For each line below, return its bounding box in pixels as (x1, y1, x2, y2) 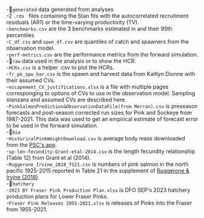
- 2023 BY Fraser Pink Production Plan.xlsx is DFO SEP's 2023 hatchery (6, 186, 191, 194)
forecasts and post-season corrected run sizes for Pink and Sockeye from (6, 109, 192, 116)
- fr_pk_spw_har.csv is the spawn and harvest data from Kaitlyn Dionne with (6, 70, 196, 77)
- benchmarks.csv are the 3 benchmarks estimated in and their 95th (6, 25, 172, 32)
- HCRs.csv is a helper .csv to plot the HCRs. (6, 64, 114, 71)
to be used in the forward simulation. (6, 122, 99, 129)
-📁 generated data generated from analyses (6, 6, 114, 13)
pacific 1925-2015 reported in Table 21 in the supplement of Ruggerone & (6, 167, 190, 174)
